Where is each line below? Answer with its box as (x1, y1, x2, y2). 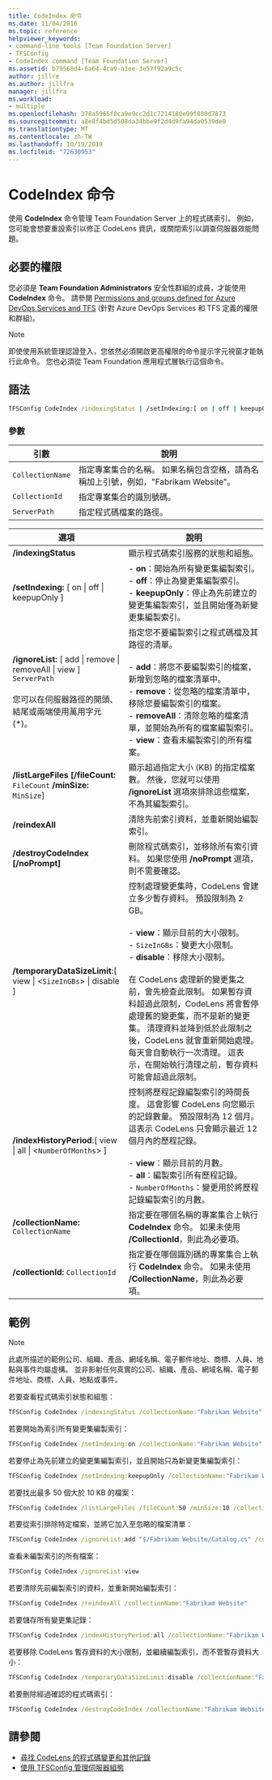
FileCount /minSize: (12, 780, 89, 791)
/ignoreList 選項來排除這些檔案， (128, 787, 255, 798)
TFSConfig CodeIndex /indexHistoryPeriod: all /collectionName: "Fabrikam (8, 1631, 259, 1640)
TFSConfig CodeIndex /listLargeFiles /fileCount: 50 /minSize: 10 (8, 1503, 230, 1512)
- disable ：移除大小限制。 (128, 951, 230, 963)
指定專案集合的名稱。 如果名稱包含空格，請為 (78, 464, 251, 476)
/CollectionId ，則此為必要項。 (128, 1234, 244, 1245)
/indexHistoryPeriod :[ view (12, 1135, 117, 1146)
